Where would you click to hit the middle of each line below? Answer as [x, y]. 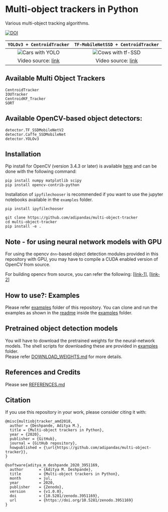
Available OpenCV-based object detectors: [74, 119]
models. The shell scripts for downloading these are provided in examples [81, 346]
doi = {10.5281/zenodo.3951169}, [55, 496]
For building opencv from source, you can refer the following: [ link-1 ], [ [78, 274]
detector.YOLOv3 [22, 139]
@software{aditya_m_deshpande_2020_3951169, [52, 465]
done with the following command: [41, 172]
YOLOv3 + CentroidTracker [39, 44]
